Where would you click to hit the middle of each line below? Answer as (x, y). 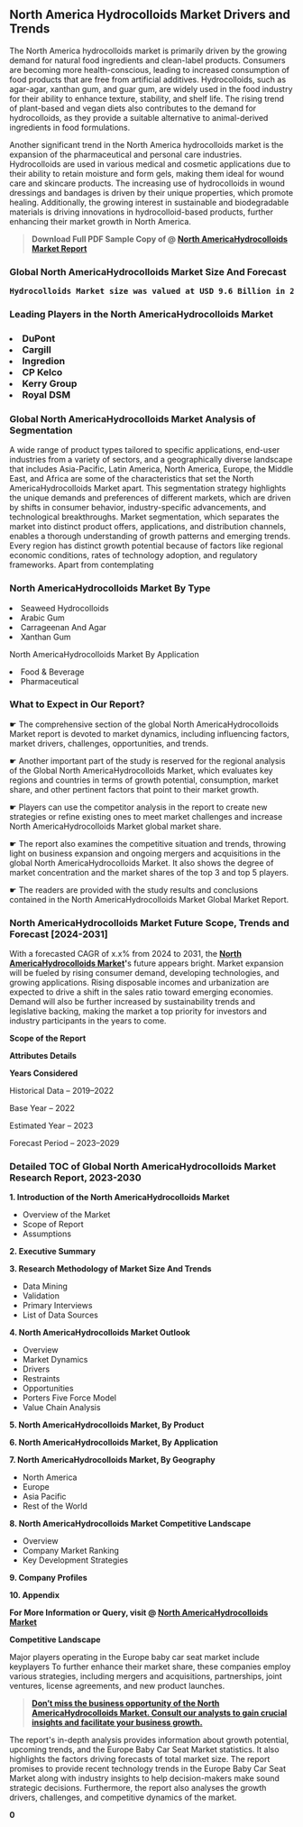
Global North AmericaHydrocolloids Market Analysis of (133, 418)
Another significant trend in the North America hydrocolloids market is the (147, 144)
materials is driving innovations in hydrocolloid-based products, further (141, 212)
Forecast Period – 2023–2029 (64, 1143)
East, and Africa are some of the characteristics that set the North (132, 479)
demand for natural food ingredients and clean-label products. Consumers (147, 60)
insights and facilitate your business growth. (117, 1722)
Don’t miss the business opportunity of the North (125, 1703)
